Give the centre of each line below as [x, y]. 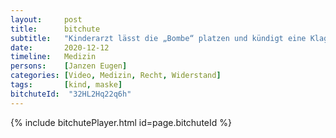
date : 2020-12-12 [60, 47]
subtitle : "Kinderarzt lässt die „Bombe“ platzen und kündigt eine [158, 38]
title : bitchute [55, 29]
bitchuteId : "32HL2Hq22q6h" [71, 94]
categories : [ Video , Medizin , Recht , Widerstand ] [116, 76]
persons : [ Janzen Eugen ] [69, 66]
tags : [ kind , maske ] [66, 85]
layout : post [46, 19]
